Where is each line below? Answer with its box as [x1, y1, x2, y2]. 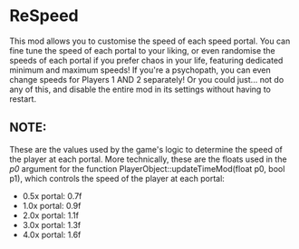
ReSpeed [9, 5, 79, 26]
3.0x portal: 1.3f [22, 219, 82, 230]
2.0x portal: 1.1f [22, 210, 80, 221]
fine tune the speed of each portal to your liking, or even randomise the [9, 45, 276, 55]
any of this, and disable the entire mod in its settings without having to [9, 84, 272, 95]
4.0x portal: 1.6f [22, 229, 82, 240]
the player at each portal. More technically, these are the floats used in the [9, 154, 287, 164]
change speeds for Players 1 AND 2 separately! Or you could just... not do [9, 74, 285, 85]
